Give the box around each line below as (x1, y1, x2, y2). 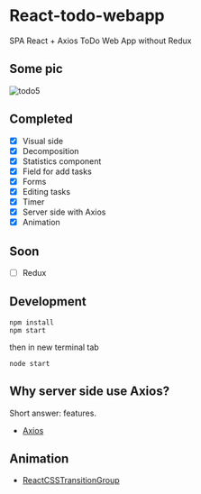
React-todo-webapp (9, 5, 165, 26)
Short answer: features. (9, 407, 97, 418)
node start (9, 359, 50, 368)
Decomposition (22, 145, 79, 156)
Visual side (22, 135, 64, 146)
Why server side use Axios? (9, 384, 169, 399)
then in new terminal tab (9, 342, 99, 352)
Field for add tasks (22, 166, 92, 177)
